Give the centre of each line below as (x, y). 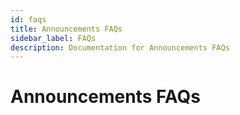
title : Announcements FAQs (66, 29)
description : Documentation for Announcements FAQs (120, 47)
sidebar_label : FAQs (53, 38)
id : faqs (28, 19)
